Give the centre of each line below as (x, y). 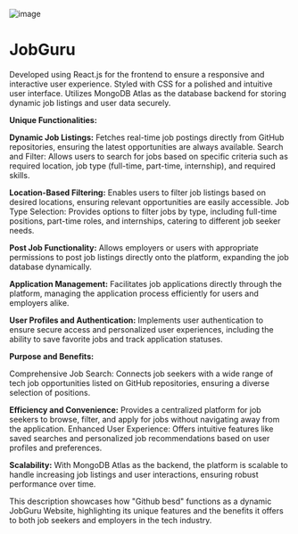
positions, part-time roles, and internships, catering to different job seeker (145, 221)
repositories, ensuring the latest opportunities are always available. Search (146, 146)
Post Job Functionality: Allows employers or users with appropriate (134, 247)
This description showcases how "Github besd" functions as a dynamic (141, 501)
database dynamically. (50, 267)
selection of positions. (50, 392)
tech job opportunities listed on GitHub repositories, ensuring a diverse (140, 382)
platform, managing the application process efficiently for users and (134, 293)
